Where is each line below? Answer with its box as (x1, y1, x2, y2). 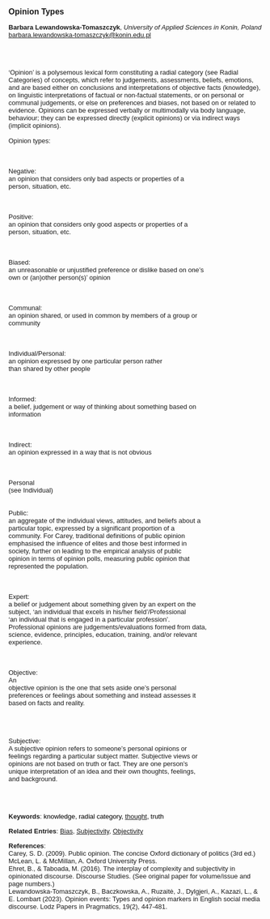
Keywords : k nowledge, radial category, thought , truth (8, 812, 164, 821)
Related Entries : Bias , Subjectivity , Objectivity (8, 827, 144, 836)
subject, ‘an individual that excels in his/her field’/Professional (8, 608, 187, 616)
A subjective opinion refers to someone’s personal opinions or (8, 745, 188, 753)
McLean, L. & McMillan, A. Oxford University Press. (8, 857, 158, 866)
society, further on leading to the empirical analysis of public (8, 547, 182, 555)
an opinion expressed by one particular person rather (8, 357, 163, 365)
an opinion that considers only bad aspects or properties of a (8, 174, 184, 183)
